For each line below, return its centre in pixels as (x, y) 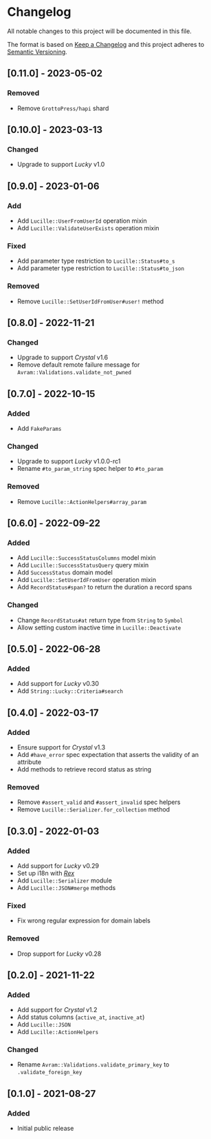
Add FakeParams (39, 428)
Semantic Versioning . (37, 52)
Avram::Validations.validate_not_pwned (74, 373)
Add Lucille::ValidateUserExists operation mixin (88, 228)
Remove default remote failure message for (78, 365)
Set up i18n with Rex (46, 873)
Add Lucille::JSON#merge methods (66, 887)
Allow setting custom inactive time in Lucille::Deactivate (99, 627)
